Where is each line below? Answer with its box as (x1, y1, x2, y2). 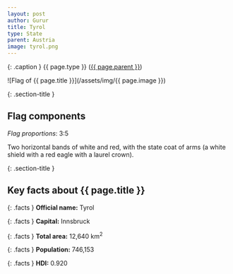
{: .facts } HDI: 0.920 (7, 259, 68, 268)
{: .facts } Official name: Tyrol (7, 203, 95, 212)
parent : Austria (7, 37, 55, 44)
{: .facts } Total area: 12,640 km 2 (7, 230, 103, 240)
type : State (7, 30, 42, 37)
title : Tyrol (7, 23, 46, 30)
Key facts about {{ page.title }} (7, 184, 145, 196)
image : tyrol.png (7, 43, 59, 50)
